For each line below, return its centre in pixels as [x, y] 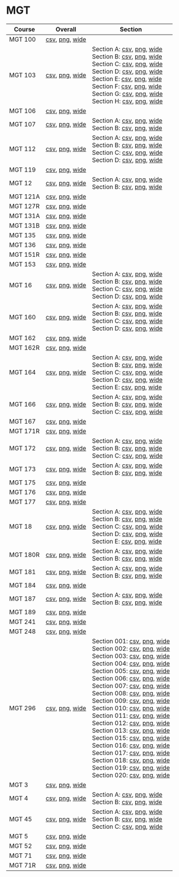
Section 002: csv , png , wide [131, 648]
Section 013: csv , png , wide [131, 730]
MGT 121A [25, 196]
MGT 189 [23, 612]
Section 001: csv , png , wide [131, 641]
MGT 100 [23, 39]
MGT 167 [23, 421]
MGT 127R [24, 206]
